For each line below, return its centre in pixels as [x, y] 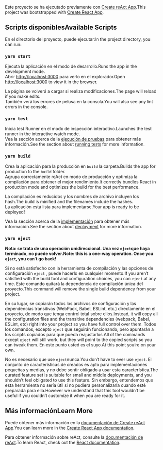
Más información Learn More [49, 411]
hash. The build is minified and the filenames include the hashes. [69, 201]
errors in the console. [26, 107]
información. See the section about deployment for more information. [73, 226]
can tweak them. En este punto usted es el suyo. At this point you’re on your [81, 345]
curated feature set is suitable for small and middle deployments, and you [78, 375]
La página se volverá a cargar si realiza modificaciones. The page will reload [81, 91]
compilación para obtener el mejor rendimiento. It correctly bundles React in [81, 181]
